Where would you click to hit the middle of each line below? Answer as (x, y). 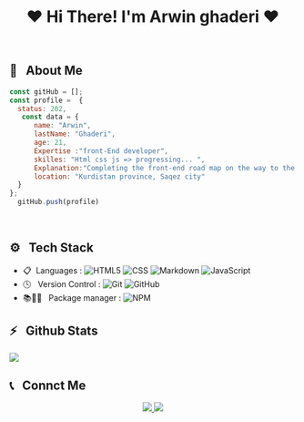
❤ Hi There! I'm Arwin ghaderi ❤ (153, 17)
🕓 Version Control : (61, 283)
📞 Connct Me (48, 386)
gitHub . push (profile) (59, 202)
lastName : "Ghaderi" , (75, 134)
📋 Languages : (52, 270)
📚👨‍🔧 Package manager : (71, 297)
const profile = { (46, 100)
